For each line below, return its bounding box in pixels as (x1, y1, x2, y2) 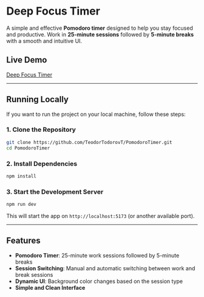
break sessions (15, 271, 53, 278)
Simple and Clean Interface (15, 284, 86, 291)
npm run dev (6, 202, 36, 208)
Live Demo (6, 55, 47, 65)
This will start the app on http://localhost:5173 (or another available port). (6, 212, 195, 219)
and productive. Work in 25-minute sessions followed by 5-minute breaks (6, 30, 194, 38)
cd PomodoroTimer (6, 145, 50, 151)
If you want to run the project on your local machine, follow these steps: (6, 111, 186, 118)
